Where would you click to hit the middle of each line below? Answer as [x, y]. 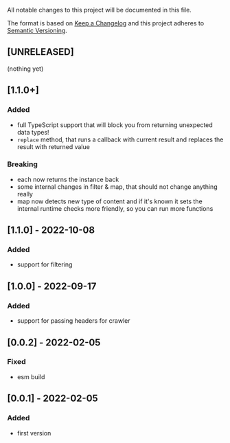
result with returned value [54, 146]
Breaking [22, 164]
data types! [33, 132]
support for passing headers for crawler [73, 321]
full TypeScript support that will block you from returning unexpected [115, 125]
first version [34, 433]
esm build [31, 376]
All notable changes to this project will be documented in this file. [100, 10]
